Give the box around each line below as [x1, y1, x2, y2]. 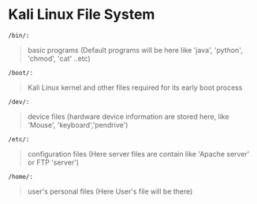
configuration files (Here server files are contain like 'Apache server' [27, 149, 250, 158]
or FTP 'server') [27, 158, 80, 167]
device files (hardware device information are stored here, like [27, 112, 230, 121]
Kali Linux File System [8, 6, 155, 24]
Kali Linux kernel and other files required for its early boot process [27, 83, 243, 92]
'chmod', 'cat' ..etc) [27, 54, 91, 63]
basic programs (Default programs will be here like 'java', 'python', [27, 45, 243, 54]
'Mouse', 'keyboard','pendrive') [27, 120, 128, 129]
